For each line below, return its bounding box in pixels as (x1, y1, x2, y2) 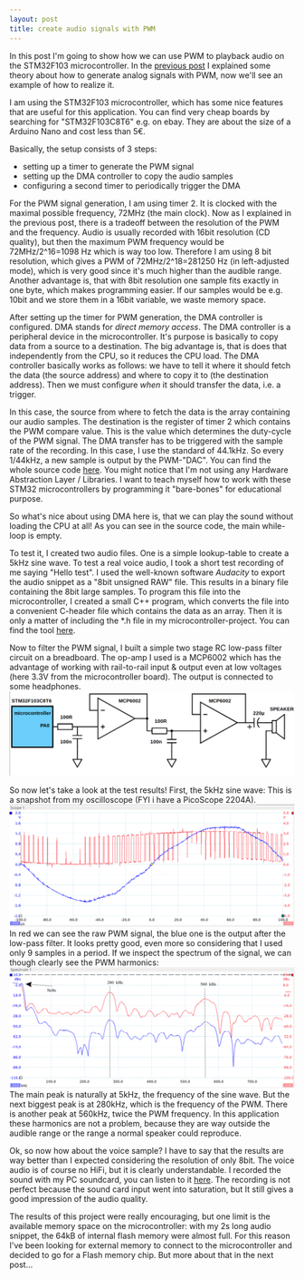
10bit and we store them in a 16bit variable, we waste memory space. (9, 294, 267, 305)
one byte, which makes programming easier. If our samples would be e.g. (9, 284, 283, 295)
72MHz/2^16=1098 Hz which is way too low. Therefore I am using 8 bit (9, 246, 271, 257)
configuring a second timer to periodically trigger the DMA (22, 180, 242, 190)
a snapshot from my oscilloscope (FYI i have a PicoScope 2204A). (9, 794, 256, 805)
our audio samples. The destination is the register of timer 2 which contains (9, 415, 291, 426)
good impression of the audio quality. (9, 1193, 148, 1204)
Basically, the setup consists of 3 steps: (9, 143, 157, 154)
